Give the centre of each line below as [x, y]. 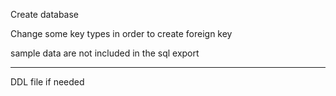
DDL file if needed [47, 82]
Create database [45, 14]
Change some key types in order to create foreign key [121, 33]
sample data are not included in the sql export [105, 53]
